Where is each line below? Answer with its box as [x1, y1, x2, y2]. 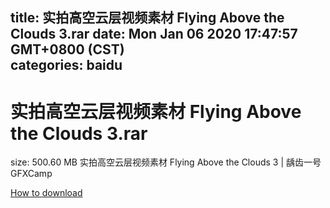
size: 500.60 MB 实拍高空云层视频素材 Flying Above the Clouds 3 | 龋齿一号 [10, 156, 322, 168]
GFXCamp [10, 168, 53, 180]
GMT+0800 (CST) [10, 41, 125, 58]
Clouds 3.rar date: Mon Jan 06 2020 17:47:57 [10, 26, 298, 43]
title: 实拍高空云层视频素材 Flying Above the [10, 9, 285, 27]
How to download [10, 187, 83, 199]
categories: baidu [10, 57, 123, 74]
